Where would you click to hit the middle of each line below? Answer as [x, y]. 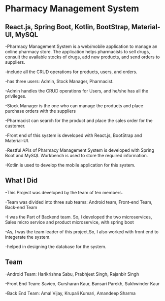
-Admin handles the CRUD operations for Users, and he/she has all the [77, 91]
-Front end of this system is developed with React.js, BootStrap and [74, 135]
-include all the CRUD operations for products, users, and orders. [71, 72]
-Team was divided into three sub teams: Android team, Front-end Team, [79, 202]
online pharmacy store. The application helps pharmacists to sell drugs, [78, 52]
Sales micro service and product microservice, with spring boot [69, 222]
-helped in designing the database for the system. [56, 246]
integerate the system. [28, 237]
